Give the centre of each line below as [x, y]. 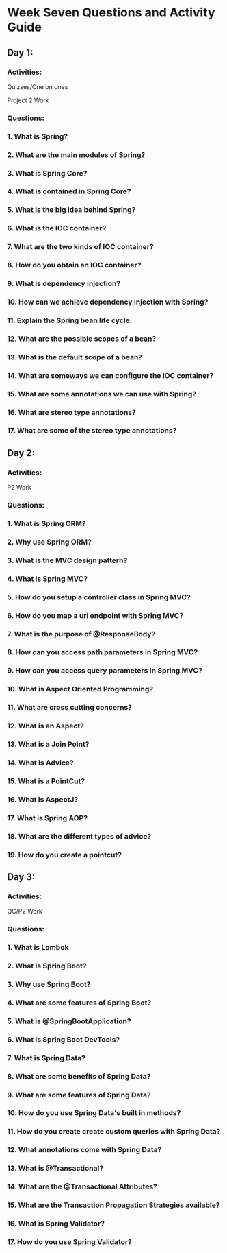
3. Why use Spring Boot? [49, 984]
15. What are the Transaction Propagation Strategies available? [113, 1205]
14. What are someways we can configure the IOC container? [110, 375]
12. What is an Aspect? [45, 726]
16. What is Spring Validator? [56, 1224]
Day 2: [21, 453]
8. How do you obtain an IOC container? [74, 265]
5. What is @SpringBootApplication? [69, 1021]
